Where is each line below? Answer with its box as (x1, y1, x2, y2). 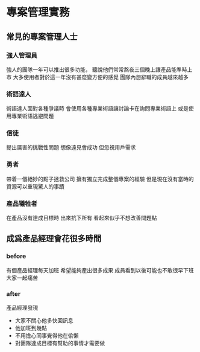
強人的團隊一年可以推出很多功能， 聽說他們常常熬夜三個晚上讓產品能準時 (6, 66, 187, 73)
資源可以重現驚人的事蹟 (6, 182, 64, 190)
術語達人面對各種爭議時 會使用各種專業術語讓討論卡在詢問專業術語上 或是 (6, 105, 189, 112)
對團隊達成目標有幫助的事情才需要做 (14, 339, 105, 347)
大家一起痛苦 (6, 274, 38, 281)
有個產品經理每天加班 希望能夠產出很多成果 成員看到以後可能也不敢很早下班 (6, 266, 194, 274)
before (6, 252, 27, 260)
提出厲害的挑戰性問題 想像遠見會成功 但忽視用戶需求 (6, 144, 136, 151)
